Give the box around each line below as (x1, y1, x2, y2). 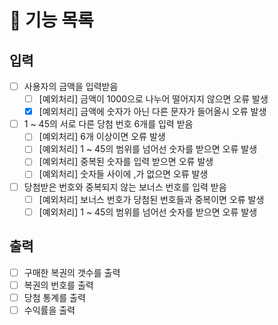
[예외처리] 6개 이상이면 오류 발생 (38, 131, 166, 143)
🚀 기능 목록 (9, 9, 94, 32)
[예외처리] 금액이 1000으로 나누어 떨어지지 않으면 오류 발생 (38, 93, 269, 105)
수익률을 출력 (23, 304, 76, 316)
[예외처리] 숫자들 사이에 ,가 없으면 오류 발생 (38, 168, 209, 180)
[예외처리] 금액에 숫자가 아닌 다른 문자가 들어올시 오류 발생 (38, 106, 267, 118)
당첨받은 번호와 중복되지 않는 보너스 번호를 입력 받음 (23, 181, 227, 193)
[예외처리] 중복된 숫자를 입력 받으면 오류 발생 (38, 156, 214, 168)
